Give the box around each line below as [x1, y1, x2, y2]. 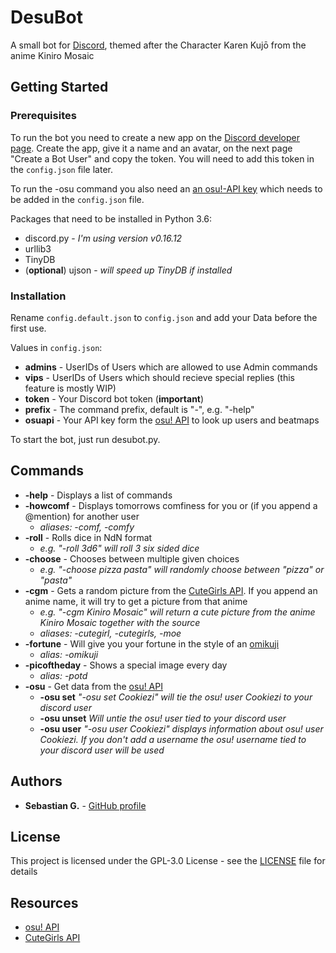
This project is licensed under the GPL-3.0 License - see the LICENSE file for [10, 855, 326, 867]
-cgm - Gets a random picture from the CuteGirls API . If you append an [24, 584, 318, 596]
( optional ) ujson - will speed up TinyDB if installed [24, 264, 233, 276]
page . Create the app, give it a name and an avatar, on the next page [10, 142, 293, 154]
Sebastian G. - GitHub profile [24, 799, 147, 811]
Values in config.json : [10, 341, 103, 353]
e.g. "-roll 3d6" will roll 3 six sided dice [39, 542, 200, 554]
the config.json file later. [10, 163, 114, 175]
